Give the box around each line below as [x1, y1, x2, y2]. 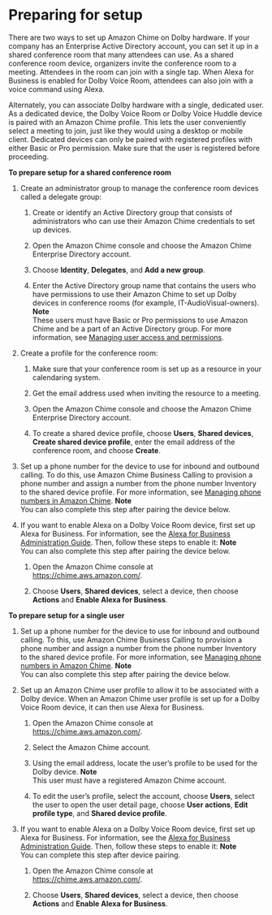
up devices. [32, 225, 71, 235]
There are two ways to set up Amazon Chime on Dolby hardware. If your [8, 32, 250, 42]
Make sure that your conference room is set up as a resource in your [32, 364, 262, 373]
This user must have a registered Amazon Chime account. [32, 775, 227, 785]
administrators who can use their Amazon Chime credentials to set [32, 216, 256, 226]
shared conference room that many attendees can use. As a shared [8, 50, 234, 59]
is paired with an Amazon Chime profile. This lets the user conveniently [8, 117, 246, 127]
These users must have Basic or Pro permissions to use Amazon [32, 315, 248, 325]
